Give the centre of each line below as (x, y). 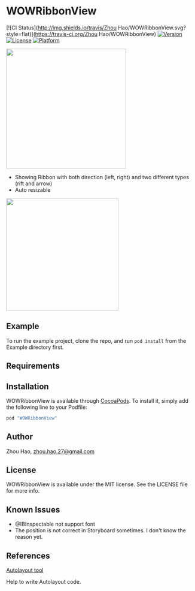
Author (19, 437)
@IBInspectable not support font (55, 524)
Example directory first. (35, 347)
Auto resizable (33, 189)
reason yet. (29, 537)
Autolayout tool (25, 570)
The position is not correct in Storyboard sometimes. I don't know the (100, 530)
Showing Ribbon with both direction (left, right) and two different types (102, 177)
